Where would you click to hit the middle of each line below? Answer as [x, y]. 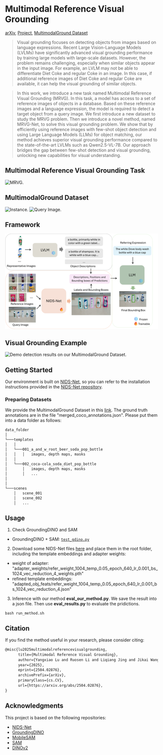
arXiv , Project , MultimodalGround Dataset [47, 33]
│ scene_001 [28, 493]
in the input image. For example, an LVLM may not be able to [77, 68]
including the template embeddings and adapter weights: [69, 554]
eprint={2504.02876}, [40, 670]
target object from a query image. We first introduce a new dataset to [86, 114]
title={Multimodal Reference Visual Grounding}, [68, 655]
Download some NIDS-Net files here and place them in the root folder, [82, 549]
